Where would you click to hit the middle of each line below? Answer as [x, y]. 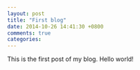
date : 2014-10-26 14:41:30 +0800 [55, 26]
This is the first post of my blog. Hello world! [70, 59]
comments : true [29, 33]
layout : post [26, 14]
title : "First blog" [37, 20]
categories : [24, 40]
